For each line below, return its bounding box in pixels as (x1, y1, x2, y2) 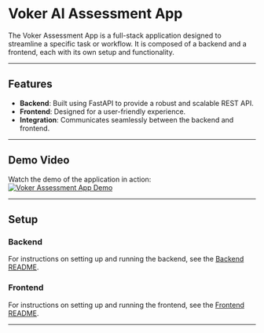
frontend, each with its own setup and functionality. (8, 47, 175, 57)
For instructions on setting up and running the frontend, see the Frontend (8, 300, 245, 309)
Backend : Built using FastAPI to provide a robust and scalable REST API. (19, 98, 254, 108)
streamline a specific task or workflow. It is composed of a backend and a (8, 38, 247, 48)
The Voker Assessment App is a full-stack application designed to (8, 31, 222, 40)
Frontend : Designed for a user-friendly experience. (19, 107, 186, 116)
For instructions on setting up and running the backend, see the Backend (8, 254, 244, 264)
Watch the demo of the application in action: (8, 174, 152, 184)
